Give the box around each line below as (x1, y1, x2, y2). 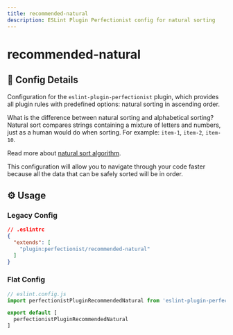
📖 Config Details (7, 74, 78, 86)
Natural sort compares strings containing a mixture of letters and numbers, (7, 121, 221, 129)
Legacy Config (7, 210, 58, 220)
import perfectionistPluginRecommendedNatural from (7, 297, 159, 304)
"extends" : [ (13, 239, 51, 246)
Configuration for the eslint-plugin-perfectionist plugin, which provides (7, 92, 219, 101)
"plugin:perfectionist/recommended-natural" (19, 246, 150, 252)
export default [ (7, 309, 58, 316)
